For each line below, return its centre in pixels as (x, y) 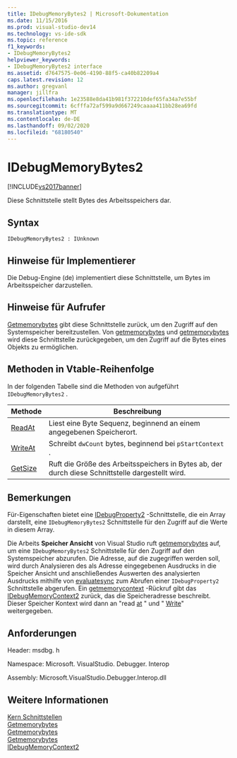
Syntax (23, 222)
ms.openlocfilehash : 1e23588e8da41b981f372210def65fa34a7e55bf (102, 100)
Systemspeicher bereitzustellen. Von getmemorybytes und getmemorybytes (118, 332)
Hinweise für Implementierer (72, 261)
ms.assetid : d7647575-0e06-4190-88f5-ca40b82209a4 (83, 73)
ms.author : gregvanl (38, 86)
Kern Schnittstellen (35, 717)
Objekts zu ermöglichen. (43, 346)
